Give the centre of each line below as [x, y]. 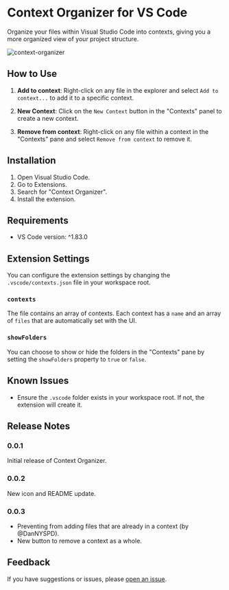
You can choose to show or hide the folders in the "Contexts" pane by [106, 352]
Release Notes [39, 426]
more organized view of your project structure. [73, 38]
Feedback [29, 562]
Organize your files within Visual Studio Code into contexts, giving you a [109, 32]
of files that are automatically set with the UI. [72, 321]
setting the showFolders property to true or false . [77, 359]
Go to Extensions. [42, 184]
